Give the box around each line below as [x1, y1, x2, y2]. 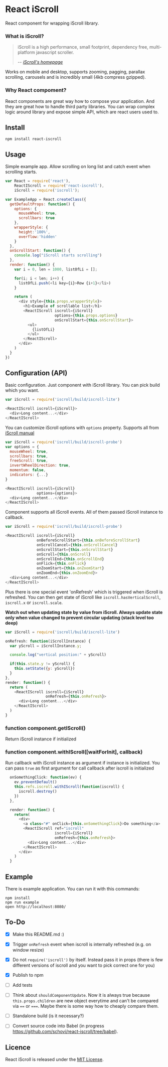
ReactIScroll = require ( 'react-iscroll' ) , [14, 183, 104, 189]
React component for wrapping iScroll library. [5, 20, 99, 26]
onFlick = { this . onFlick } [37, 561, 86, 566]
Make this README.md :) [12, 931, 64, 937]
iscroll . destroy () [18, 789, 57, 794]
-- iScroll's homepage [17, 59, 63, 65]
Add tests [12, 982, 33, 988]
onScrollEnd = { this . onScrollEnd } [37, 556, 104, 561]
